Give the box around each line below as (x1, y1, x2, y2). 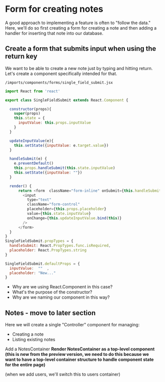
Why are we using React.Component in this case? (12, 284, 113, 290)
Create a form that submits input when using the (5, 44, 156, 53)
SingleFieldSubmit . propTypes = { (5, 239, 74, 243)
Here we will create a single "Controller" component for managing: (5, 322, 140, 328)
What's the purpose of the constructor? (12, 289, 92, 295)
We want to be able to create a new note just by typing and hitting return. (5, 65, 153, 71)
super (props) (14, 111, 41, 116)
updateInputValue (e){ (9, 138, 54, 143)
